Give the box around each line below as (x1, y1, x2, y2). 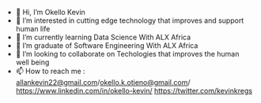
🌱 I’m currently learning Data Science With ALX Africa (15, 32, 191, 42)
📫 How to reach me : (15, 67, 85, 75)
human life (15, 24, 51, 33)
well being (15, 57, 50, 67)
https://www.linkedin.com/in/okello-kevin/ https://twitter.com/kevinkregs (15, 86, 253, 95)
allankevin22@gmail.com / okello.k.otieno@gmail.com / (15, 78, 191, 86)
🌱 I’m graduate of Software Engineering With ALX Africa (15, 41, 199, 50)
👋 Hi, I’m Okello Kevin (15, 8, 85, 17)
